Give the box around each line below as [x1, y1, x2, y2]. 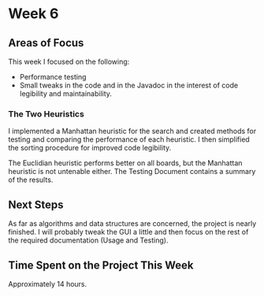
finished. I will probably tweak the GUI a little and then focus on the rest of [8, 228, 249, 237]
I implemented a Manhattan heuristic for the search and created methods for [8, 127, 257, 136]
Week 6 [8, 5, 59, 23]
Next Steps [8, 198, 64, 211]
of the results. [8, 175, 54, 185]
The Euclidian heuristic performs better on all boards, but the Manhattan [8, 158, 243, 168]
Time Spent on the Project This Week [8, 258, 195, 272]
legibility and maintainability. [19, 89, 113, 98]
